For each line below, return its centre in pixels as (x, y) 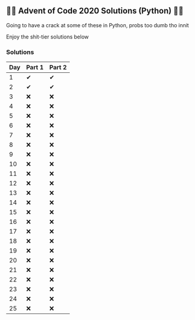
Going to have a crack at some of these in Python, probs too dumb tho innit (97, 25)
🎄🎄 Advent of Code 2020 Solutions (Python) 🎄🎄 (95, 11)
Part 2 (58, 68)
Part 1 (35, 68)
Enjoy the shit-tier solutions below (48, 37)
